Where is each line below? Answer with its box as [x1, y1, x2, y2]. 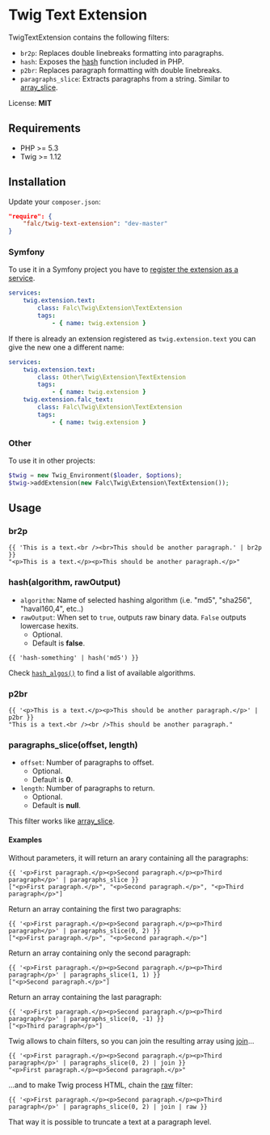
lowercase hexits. [19, 620, 79, 630]
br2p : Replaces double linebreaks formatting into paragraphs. [19, 48, 225, 57]
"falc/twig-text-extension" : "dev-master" [23, 220, 168, 228]
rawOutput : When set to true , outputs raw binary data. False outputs [19, 612, 247, 622]
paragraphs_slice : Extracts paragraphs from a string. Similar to [19, 74, 230, 83]
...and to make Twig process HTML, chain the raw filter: [8, 1080, 193, 1090]
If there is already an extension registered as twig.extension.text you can [8, 333, 256, 343]
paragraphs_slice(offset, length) [8, 739, 138, 750]
